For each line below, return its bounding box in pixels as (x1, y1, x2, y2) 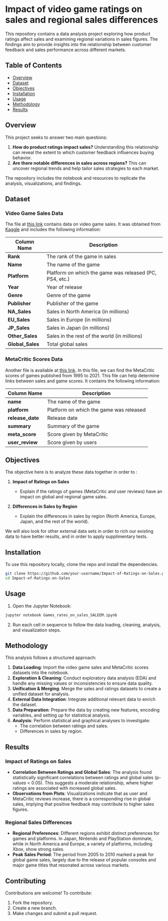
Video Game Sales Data (5, 209, 63, 216)
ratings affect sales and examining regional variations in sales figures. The (5, 36, 158, 42)
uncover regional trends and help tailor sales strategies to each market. (12, 165, 159, 171)
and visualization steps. (12, 627, 61, 633)
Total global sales (46, 341, 88, 348)
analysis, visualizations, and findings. (5, 180, 82, 186)
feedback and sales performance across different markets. (5, 47, 126, 53)
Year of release (46, 284, 82, 291)
